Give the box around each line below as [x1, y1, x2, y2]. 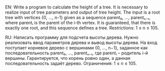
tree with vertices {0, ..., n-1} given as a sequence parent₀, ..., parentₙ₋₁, [5, 15, 150, 20]
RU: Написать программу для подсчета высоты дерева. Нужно [5, 34, 139, 40]
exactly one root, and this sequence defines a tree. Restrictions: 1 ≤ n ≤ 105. [5, 25, 159, 31]
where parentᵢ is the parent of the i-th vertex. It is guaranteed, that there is [5, 20, 156, 25]
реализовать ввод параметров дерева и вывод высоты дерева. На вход [5, 40, 158, 46]
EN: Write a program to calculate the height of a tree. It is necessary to [5, 4, 148, 10]
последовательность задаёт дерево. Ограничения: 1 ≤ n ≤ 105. [5, 61, 137, 66]
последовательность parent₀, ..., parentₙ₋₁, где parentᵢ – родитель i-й [5, 50, 148, 56]
